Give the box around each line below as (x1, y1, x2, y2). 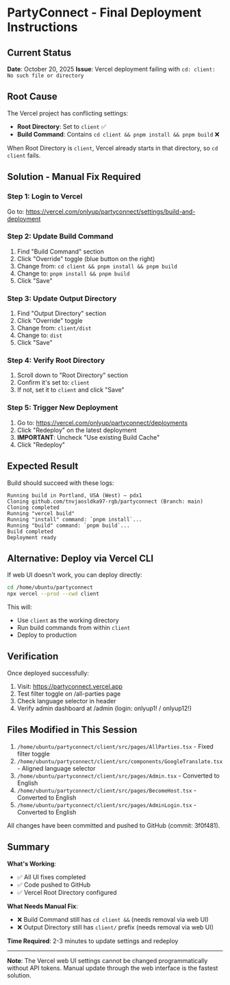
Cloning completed (7, 503, 60, 511)
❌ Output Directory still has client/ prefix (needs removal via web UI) (16, 922, 214, 931)
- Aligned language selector (16, 764, 96, 772)
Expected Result (7, 460, 79, 472)
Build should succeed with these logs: (7, 479, 114, 487)
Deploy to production (16, 631, 77, 639)
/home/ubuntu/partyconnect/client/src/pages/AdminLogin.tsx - (16, 800, 197, 808)
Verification (7, 650, 59, 662)
